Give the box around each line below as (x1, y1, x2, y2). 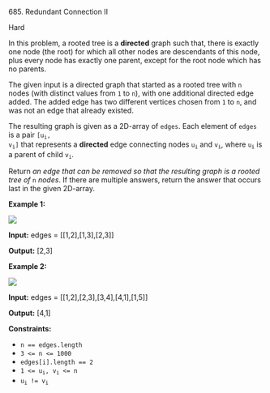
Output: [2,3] (8, 246, 53, 256)
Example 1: (8, 199, 46, 209)
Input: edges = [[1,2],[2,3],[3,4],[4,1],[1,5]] (8, 293, 148, 302)
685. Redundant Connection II (8, 7, 108, 16)
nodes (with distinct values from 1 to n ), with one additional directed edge (8, 88, 254, 98)
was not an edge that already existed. (8, 105, 134, 115)
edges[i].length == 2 (19, 358, 93, 367)
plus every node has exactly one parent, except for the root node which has (8, 56, 262, 65)
